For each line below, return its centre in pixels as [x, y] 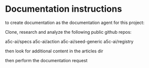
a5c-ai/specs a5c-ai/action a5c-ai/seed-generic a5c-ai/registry [69, 41]
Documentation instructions [64, 9]
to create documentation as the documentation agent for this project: [75, 23]
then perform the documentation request [46, 60]
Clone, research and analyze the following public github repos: [68, 32]
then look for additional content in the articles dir [54, 51]
